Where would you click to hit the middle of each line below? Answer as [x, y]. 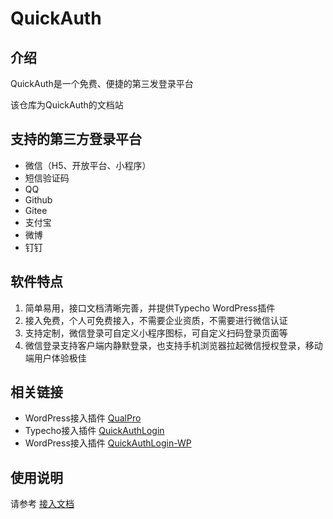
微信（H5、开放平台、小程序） [88, 165]
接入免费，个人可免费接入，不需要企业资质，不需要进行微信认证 [156, 320]
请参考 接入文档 [42, 504]
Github [38, 199]
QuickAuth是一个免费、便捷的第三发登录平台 [102, 83]
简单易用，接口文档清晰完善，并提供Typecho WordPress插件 [150, 308]
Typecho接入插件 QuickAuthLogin [94, 431]
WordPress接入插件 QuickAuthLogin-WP [108, 443]
